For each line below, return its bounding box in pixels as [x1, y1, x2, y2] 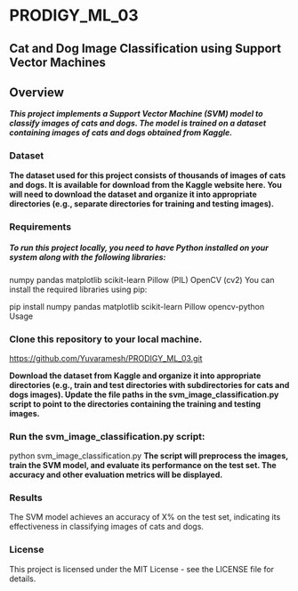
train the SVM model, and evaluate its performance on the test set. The [9, 460, 278, 471]
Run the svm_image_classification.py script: [9, 430, 205, 442]
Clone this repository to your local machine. [9, 333, 203, 345]
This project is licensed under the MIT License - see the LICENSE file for [9, 563, 274, 574]
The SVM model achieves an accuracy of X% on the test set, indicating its [9, 512, 281, 522]
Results [9, 491, 43, 504]
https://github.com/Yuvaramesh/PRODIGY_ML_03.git [9, 352, 203, 363]
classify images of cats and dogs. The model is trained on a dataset [9, 117, 267, 129]
